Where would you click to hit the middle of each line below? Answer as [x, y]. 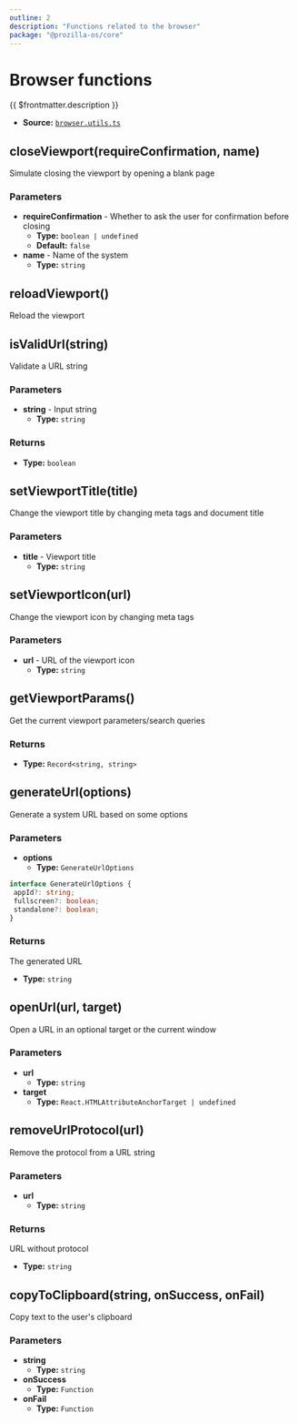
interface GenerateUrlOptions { [70, 884]
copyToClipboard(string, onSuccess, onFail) [137, 1295]
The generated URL [46, 961]
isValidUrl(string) [59, 344]
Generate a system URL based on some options [99, 814]
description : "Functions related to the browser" [105, 26]
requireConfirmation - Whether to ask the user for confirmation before [155, 217]
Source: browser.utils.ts [71, 123]
